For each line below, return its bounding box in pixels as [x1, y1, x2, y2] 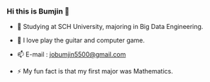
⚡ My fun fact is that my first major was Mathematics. [16, 67, 173, 76]
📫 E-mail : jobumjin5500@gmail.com [16, 50, 126, 59]
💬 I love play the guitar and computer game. [16, 36, 145, 45]
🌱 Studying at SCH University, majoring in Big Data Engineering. [16, 23, 204, 31]
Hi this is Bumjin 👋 [6, 6, 70, 16]
